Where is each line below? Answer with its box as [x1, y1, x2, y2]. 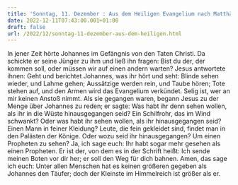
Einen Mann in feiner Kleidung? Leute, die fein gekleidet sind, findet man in [7, 124, 225, 133]
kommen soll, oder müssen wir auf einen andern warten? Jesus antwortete [7, 64, 226, 73]
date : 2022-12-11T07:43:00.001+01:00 [7, 17, 119, 24]
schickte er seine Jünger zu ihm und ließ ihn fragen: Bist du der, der [7, 57, 205, 66]
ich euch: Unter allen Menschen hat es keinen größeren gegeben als [7, 162, 207, 170]
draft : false [7, 23, 46, 30]
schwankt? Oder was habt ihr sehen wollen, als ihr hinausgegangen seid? [7, 117, 222, 126]
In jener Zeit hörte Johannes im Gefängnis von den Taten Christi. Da [7, 49, 205, 58]
